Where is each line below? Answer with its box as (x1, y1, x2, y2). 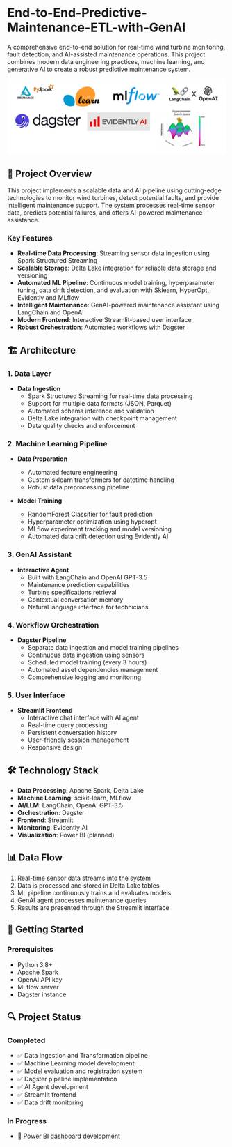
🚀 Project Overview (7, 167, 92, 179)
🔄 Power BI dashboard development (17, 1132, 120, 1141)
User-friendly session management (27, 736, 129, 744)
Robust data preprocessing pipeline (27, 483, 130, 492)
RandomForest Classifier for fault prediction (27, 510, 153, 519)
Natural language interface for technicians (27, 602, 149, 611)
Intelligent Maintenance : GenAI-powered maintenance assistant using (17, 301, 220, 310)
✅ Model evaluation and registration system (17, 1067, 143, 1075)
